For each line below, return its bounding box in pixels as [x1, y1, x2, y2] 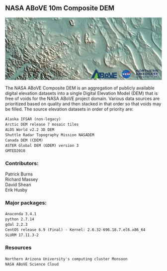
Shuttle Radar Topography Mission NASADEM [5, 132, 94, 137]
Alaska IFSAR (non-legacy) [5, 116, 61, 121]
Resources [5, 244, 32, 251]
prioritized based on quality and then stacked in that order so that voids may [5, 100, 162, 106]
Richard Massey [5, 176, 38, 182]
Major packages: [5, 199, 47, 206]
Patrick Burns [5, 171, 33, 177]
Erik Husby [5, 186, 28, 193]
